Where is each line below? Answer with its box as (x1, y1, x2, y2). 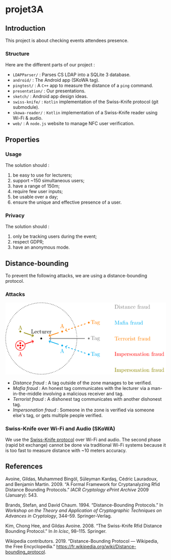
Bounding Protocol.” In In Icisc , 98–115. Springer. (5, 528, 107, 534)
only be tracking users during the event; (12, 233, 97, 239)
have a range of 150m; (12, 183, 60, 189)
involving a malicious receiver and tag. (42, 391, 124, 397)
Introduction (5, 24, 46, 33)
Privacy (5, 212, 25, 219)
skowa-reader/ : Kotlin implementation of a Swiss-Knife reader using (12, 110, 158, 116)
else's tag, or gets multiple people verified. (12, 412, 103, 418)
